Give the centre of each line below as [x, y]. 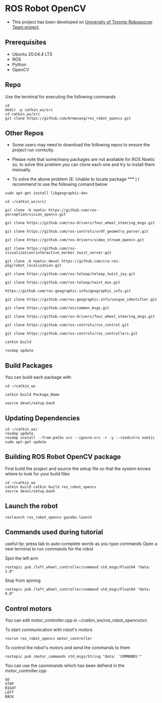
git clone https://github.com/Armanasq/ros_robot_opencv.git [68, 118]
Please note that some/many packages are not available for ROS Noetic [83, 159]
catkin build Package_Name [32, 395]
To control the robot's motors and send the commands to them [68, 648]
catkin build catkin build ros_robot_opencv [51, 487]
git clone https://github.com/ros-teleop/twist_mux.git [63, 282]
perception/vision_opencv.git [36, 214]
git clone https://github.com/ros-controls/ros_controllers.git [71, 334]
